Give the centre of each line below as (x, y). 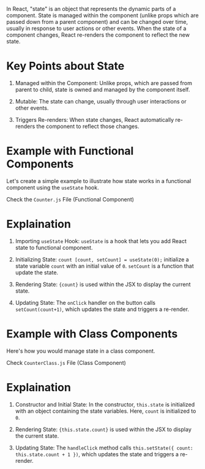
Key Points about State (65, 66)
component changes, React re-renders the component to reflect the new (98, 35)
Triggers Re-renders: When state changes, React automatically (95, 119)
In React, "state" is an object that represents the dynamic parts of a (91, 9)
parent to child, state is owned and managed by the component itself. (102, 89)
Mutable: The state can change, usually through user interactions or (101, 101)
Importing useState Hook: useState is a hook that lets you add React (101, 241)
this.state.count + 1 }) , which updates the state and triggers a (97, 454)
